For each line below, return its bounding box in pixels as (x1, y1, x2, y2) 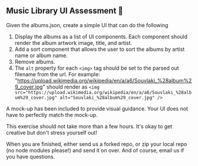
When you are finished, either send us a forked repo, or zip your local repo (6, 140, 187, 148)
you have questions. (6, 153, 55, 160)
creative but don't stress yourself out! (6, 129, 97, 136)
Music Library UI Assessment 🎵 (6, 6, 124, 16)
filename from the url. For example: (14, 70, 100, 77)
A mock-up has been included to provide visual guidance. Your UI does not (6, 105, 189, 112)
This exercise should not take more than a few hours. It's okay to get (6, 122, 173, 130)
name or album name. (14, 51, 68, 59)
